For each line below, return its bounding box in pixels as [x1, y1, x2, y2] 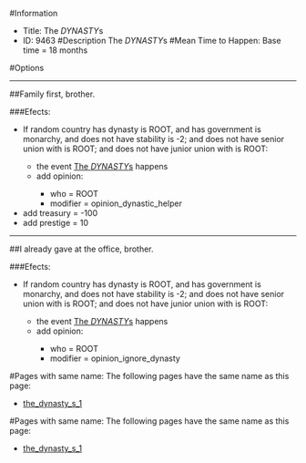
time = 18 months [22, 45, 88, 56]
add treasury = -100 [22, 208, 98, 218]
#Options [9, 63, 45, 73]
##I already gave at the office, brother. [9, 243, 154, 254]
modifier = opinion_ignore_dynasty [49, 353, 180, 364]
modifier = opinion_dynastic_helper [49, 198, 182, 209]
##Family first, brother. [9, 88, 96, 99]
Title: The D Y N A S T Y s [22, 26, 104, 36]
